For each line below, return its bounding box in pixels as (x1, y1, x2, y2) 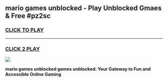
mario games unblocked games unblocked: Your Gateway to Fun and (5, 66, 151, 72)
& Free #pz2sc (5, 12, 51, 20)
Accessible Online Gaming (5, 71, 61, 77)
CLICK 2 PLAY (5, 45, 40, 52)
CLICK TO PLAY (5, 27, 44, 34)
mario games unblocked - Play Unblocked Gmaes (5, 4, 162, 12)
